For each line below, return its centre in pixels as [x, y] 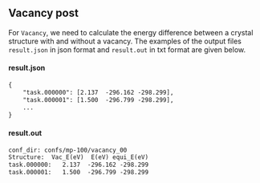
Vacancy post [43, 13]
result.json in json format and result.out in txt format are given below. [127, 49]
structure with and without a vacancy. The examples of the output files [125, 41]
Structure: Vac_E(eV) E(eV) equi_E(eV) [79, 157]
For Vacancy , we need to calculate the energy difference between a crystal [131, 32]
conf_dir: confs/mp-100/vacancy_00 [68, 150]
